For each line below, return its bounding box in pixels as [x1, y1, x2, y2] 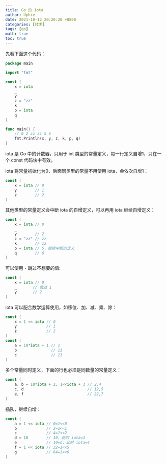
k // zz [14, 241, 47, 246]
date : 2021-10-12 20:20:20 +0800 [5, 17, 76, 22]
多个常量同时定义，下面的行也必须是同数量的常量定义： [5, 367, 121, 373]
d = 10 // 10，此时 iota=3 [14, 435, 86, 440]
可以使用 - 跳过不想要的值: [5, 265, 61, 271]
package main [5, 61, 33, 66]
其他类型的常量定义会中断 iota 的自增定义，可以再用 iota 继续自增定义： [5, 207, 155, 213]
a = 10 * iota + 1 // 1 [14, 343, 60, 348]
